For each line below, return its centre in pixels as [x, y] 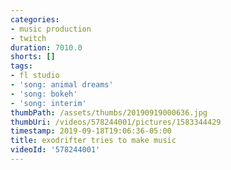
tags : [21, 66]
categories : [35, 19]
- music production [51, 29]
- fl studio [35, 76]
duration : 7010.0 [46, 47]
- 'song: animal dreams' [62, 85]
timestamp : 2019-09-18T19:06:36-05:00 [91, 131]
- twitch [28, 38]
